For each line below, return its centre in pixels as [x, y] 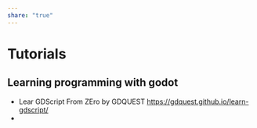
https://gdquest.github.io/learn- [198, 101]
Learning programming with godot [93, 83]
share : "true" [31, 15]
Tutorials [37, 53]
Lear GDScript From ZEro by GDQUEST [82, 101]
